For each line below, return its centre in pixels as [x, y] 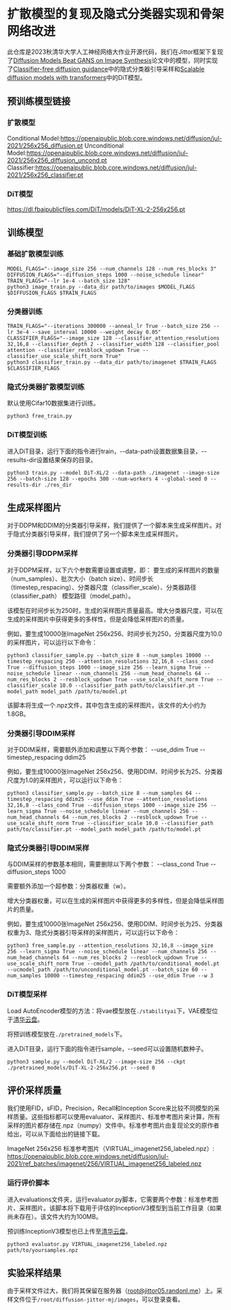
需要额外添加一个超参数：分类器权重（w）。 [68, 886]
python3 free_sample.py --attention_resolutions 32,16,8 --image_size [110, 946]
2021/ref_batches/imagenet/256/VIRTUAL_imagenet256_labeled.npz [104, 1164]
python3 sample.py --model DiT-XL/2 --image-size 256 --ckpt [97, 1061]
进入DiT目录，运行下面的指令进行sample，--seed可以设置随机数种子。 [107, 1048]
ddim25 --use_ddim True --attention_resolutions [136, 799]
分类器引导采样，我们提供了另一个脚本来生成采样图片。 [103, 534]
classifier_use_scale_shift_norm [55, 356]
